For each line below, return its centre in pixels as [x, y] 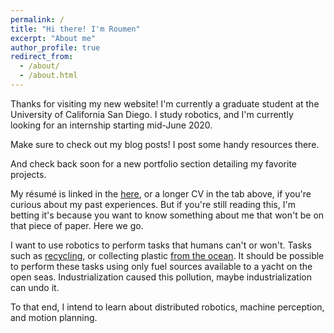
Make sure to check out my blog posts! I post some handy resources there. [165, 144]
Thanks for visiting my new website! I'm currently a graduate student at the [165, 103]
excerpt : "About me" [53, 38]
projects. [28, 174]
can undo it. [35, 287]
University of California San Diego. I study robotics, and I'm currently [152, 114]
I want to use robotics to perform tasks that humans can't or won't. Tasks [161, 245]
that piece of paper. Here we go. [77, 225]
